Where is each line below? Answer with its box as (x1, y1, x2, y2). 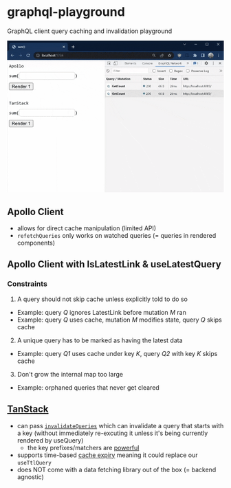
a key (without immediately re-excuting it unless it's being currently (16, 429, 208, 437)
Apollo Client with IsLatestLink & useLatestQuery (7, 258, 221, 270)
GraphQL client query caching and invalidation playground (7, 27, 173, 35)
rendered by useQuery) (16, 436, 84, 444)
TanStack (7, 403, 49, 415)
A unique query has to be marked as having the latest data (16, 336, 184, 344)
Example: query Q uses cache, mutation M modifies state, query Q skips (16, 315, 222, 324)
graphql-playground (7, 4, 125, 20)
